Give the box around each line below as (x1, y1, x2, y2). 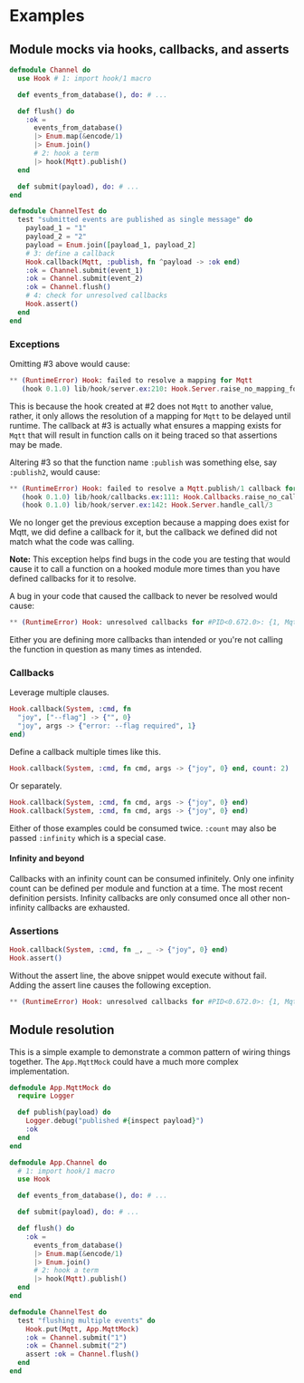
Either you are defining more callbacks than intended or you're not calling (9, 634, 283, 645)
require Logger (17, 1091, 75, 1101)
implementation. (9, 1066, 70, 1077)
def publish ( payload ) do (17, 1107, 111, 1117)
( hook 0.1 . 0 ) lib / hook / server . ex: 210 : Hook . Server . (21, 384, 221, 393)
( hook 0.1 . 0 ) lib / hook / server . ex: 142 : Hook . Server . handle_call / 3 (21, 500, 273, 510)
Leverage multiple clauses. (9, 687, 110, 698)
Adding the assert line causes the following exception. (9, 980, 212, 991)
